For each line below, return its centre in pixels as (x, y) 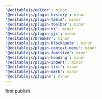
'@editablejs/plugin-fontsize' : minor (46, 53)
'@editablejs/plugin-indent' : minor (44, 62)
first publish (18, 91)
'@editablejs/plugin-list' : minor (42, 67)
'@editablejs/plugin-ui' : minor (40, 29)
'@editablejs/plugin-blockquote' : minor (49, 43)
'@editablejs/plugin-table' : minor (43, 19)
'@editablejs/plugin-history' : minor (45, 15)
